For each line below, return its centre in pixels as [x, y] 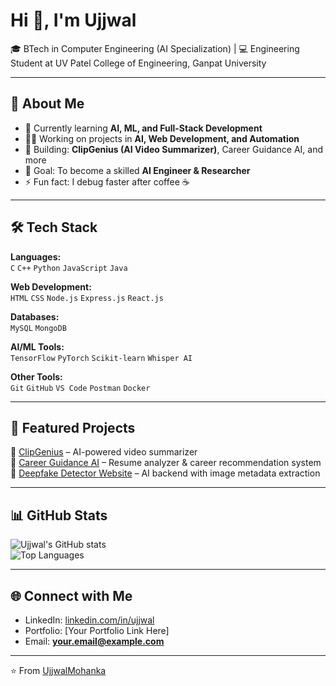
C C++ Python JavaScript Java [69, 268]
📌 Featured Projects [73, 427]
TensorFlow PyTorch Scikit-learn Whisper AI [101, 358]
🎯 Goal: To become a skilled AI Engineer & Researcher [137, 170]
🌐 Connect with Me [71, 595]
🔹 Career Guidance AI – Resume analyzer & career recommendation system [166, 463]
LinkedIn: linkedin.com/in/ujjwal [89, 620]
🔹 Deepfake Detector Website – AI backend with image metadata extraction [165, 473]
